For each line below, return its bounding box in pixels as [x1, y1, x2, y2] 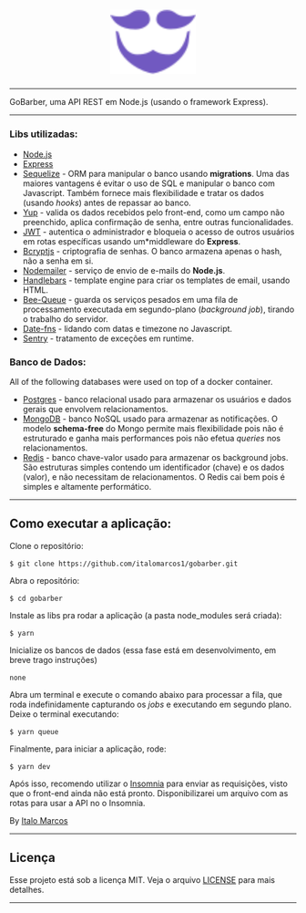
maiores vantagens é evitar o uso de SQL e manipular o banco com [22, 178, 275, 189]
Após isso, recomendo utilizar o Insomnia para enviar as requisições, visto [9, 778, 289, 789]
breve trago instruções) [9, 654, 98, 665]
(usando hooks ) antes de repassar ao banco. [22, 197, 191, 208]
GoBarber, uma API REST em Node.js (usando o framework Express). [9, 97, 269, 108]
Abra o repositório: [9, 575, 80, 586]
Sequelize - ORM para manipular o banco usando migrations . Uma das [22, 168, 290, 179]
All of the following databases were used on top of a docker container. [9, 377, 273, 388]
